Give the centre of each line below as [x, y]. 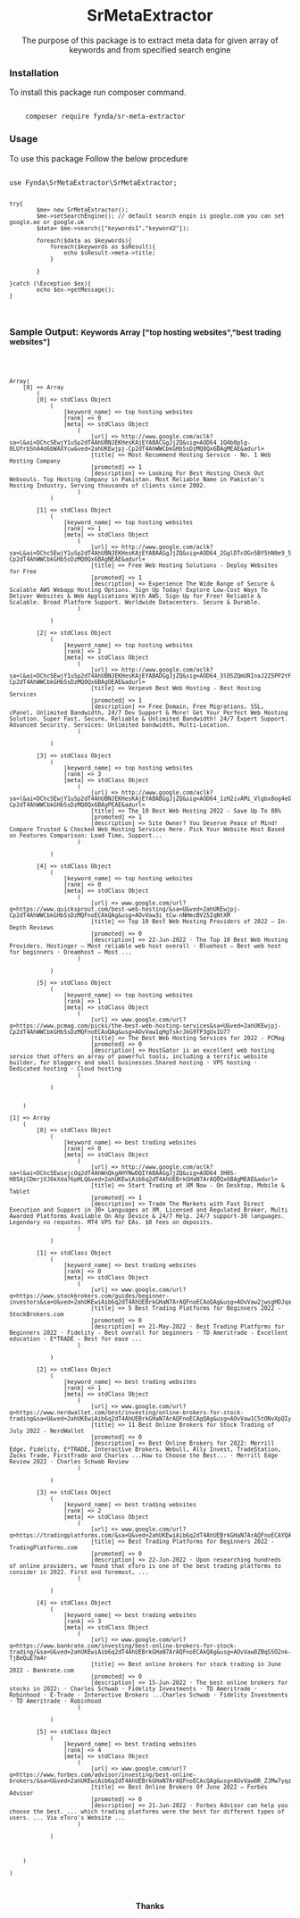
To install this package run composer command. [98, 92]
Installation [34, 72]
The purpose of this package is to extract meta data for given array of [150, 40]
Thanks [150, 1905]
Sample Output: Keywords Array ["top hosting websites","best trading [145, 332]
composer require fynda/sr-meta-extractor [105, 117]
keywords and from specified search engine [150, 49]
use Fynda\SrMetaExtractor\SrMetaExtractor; [93, 183]
